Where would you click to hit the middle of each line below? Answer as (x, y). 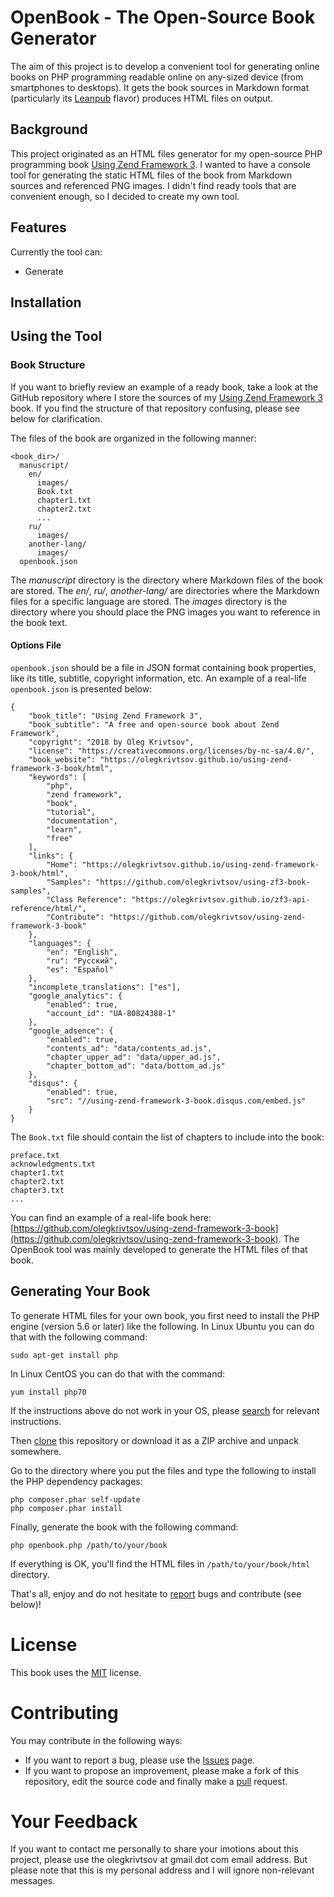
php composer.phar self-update (75, 1499)
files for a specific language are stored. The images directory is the (149, 601)
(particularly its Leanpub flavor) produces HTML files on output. (141, 98)
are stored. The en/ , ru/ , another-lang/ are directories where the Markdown (165, 590)
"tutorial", (71, 812)
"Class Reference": (87, 899)
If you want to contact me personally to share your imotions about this (154, 1849)
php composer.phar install (66, 1508)
